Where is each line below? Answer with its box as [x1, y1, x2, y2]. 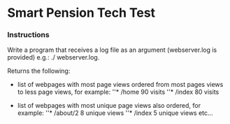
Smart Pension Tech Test [7, 5, 156, 21]
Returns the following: [7, 67, 71, 75]
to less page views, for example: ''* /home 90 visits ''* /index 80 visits [17, 88, 220, 96]
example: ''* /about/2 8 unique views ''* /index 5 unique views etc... [17, 109, 213, 117]
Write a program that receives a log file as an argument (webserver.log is [7, 46, 217, 54]
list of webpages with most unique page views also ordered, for [17, 102, 201, 110]
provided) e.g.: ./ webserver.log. [7, 53, 100, 62]
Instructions [7, 30, 50, 40]
